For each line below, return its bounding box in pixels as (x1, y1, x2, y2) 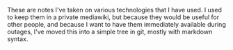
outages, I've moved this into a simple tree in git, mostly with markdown (7, 27, 213, 36)
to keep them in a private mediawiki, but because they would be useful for (7, 13, 220, 21)
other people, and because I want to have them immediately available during (7, 21, 226, 28)
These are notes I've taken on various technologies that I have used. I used (7, 6, 223, 14)
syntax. (7, 35, 29, 43)
